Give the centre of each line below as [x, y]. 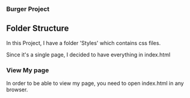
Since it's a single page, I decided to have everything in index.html [88, 54]
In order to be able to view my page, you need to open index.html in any [95, 84]
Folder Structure [38, 29]
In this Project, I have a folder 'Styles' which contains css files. [84, 43]
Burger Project [28, 9]
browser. [17, 90]
